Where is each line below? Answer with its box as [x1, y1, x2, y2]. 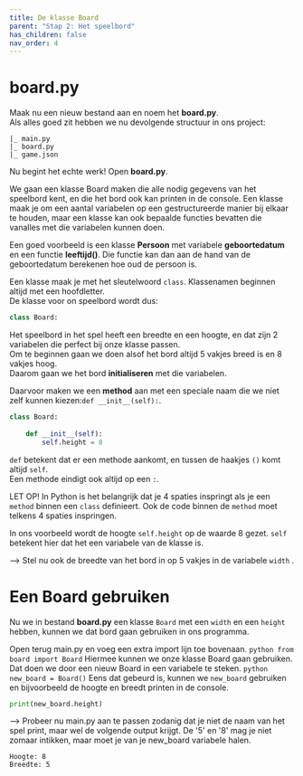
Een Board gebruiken [9, 586, 170, 607]
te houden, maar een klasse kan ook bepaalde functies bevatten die [9, 213, 262, 223]
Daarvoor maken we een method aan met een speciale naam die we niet [9, 385, 280, 396]
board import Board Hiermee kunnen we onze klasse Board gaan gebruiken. [9, 653, 293, 664]
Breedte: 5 [9, 761, 51, 770]
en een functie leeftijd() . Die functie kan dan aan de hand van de [9, 250, 251, 260]
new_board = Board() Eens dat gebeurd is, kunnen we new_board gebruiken [9, 672, 287, 683]
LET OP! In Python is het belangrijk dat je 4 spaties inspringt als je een [9, 490, 270, 502]
